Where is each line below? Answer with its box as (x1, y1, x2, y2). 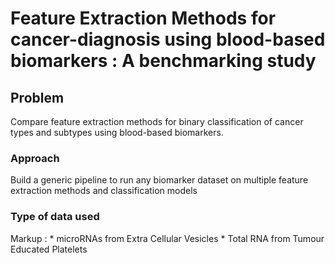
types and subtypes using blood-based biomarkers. (10, 127, 224, 138)
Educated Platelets (10, 243, 88, 255)
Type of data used (10, 210, 100, 224)
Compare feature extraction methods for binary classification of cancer (10, 116, 304, 127)
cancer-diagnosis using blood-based (10, 28, 326, 51)
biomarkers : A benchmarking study (10, 50, 317, 72)
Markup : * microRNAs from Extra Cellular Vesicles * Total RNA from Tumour (10, 232, 325, 244)
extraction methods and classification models (10, 185, 198, 197)
